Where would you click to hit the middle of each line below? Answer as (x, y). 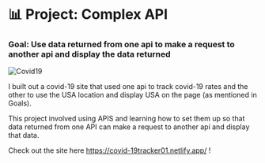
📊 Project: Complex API (88, 15)
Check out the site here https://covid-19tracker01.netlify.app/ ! (110, 150)
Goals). (20, 103)
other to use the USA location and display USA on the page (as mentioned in (132, 95)
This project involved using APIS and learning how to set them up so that (127, 119)
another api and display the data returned (90, 54)
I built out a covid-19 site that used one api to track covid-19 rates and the (128, 87)
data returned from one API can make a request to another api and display (129, 127)
